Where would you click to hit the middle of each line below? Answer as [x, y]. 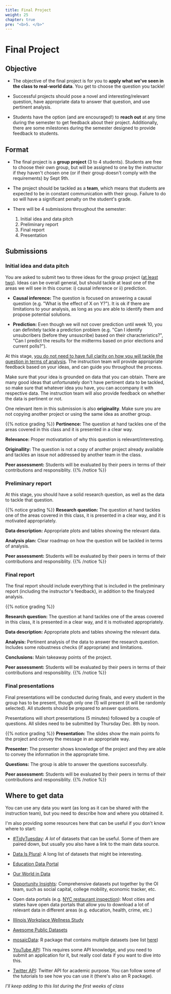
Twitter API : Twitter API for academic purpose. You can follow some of [87, 971]
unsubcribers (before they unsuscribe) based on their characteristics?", [88, 335]
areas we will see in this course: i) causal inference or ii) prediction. [76, 288]
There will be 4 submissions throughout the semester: [69, 209]
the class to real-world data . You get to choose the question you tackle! [89, 86]
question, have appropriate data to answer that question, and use [81, 102]
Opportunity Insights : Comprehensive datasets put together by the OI [86, 884]
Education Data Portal [35, 864]
